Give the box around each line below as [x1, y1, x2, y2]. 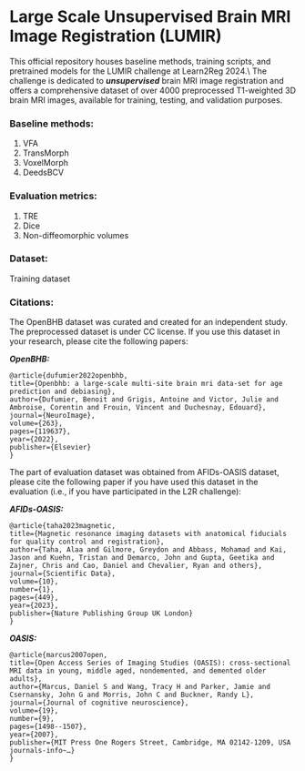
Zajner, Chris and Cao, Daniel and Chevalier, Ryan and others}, [9, 562, 262, 571]
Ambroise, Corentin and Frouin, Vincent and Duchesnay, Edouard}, [9, 403, 267, 412]
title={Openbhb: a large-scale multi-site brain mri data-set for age [9, 380, 283, 389]
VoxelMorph [22, 157, 69, 168]
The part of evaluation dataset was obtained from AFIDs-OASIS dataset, [9, 467, 280, 478]
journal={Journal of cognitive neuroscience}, [9, 698, 189, 707]
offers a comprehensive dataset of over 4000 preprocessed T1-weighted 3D [9, 85, 297, 96]
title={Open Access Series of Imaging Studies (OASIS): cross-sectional [9, 658, 291, 668]
